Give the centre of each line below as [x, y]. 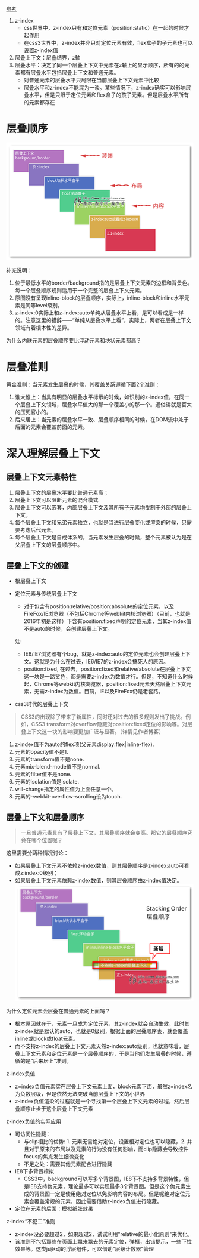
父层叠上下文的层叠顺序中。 [49, 545]
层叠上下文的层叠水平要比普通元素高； [61, 493]
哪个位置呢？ [47, 840]
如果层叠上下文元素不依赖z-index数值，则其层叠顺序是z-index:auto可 [99, 866]
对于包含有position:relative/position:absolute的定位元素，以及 [99, 606]
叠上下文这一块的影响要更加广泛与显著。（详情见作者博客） [92, 732]
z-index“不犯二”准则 [31, 1222]
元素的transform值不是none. [49, 759]
